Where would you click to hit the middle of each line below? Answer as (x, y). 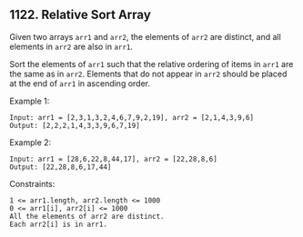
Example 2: (30, 142)
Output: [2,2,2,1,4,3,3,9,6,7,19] (75, 125)
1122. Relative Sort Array (81, 15)
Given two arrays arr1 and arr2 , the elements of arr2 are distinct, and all (146, 36)
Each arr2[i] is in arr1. (58, 224)
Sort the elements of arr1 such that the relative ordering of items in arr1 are (151, 64)
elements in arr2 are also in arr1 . (71, 46)
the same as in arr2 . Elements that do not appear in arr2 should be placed (148, 74)
